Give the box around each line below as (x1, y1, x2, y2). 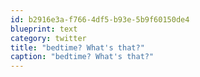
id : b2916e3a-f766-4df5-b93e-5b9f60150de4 (10, 14, 190, 25)
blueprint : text (10, 24, 78, 34)
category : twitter (10, 33, 87, 43)
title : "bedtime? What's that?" (10, 42, 145, 53)
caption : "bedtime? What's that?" (10, 52, 155, 62)
